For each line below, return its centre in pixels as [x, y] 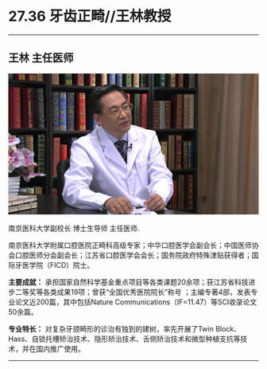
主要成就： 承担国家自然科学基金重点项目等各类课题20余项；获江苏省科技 [128, 282]
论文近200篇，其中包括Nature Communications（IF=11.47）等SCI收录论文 [136, 302]
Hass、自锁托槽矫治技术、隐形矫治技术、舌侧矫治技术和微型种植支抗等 [124, 339]
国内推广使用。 [60, 349]
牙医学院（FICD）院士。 [54, 265]
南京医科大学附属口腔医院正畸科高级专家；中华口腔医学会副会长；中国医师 [130, 245]
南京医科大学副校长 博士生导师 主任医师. [74, 229]
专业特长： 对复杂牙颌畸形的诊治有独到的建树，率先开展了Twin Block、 [124, 329]
